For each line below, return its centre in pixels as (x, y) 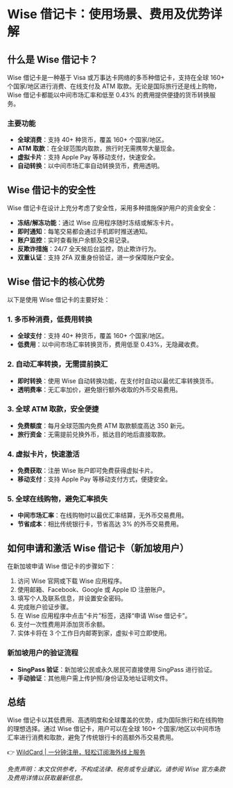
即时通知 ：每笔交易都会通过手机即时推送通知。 (84, 232)
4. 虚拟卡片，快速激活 (43, 454)
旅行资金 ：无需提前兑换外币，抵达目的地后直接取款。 (93, 434)
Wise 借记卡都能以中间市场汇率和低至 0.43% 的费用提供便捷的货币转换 (109, 95)
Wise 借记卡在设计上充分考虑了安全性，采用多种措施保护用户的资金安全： (112, 208)
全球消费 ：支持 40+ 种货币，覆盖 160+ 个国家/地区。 (93, 140)
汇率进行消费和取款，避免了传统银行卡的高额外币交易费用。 (92, 737)
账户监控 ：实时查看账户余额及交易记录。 (75, 240)
